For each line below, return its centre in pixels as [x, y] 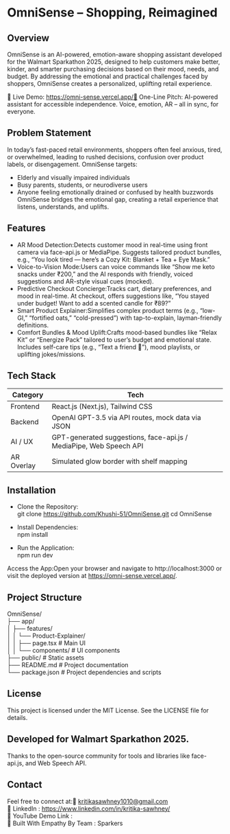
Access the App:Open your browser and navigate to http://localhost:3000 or [115, 568]
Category [28, 395]
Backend [25, 422]
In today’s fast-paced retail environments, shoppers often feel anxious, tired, [115, 150]
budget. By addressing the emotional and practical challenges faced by [108, 76]
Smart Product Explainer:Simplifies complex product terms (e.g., [107, 310]
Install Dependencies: [48, 527]
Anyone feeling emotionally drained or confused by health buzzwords [115, 192]
